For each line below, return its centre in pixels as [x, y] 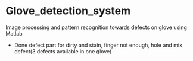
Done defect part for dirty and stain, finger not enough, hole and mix [98, 45]
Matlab [14, 33]
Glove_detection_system [68, 11]
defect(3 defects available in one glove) [63, 51]
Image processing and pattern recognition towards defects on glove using [96, 27]
